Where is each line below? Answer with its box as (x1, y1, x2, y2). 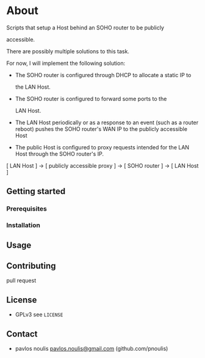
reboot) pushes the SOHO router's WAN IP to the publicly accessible (15, 125, 188, 132)
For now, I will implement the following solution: (6, 59, 126, 67)
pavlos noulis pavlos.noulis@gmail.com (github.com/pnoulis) (15, 345, 168, 352)
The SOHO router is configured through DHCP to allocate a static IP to (15, 71, 192, 78)
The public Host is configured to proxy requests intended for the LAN (15, 143, 190, 151)
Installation (6, 221, 41, 229)
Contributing (6, 261, 56, 271)
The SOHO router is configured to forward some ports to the (15, 95, 167, 102)
